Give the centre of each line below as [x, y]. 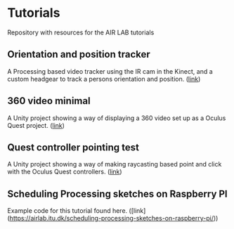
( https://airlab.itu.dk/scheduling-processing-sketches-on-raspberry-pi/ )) [113, 218]
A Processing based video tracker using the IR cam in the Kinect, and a [110, 71]
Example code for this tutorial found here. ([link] [77, 211]
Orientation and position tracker [79, 54]
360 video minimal [49, 101]
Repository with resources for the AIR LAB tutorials [81, 32]
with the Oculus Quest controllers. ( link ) [65, 172]
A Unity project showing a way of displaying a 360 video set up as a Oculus [117, 118]
